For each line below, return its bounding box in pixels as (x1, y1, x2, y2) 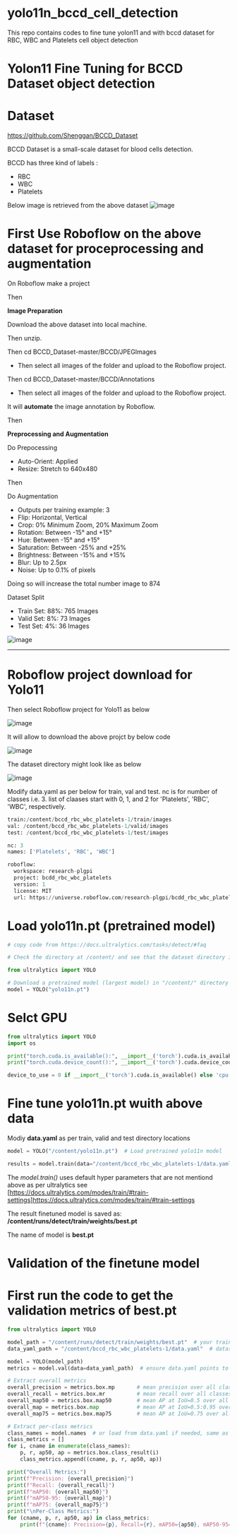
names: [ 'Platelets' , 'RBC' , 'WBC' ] (7, 848, 115, 855)
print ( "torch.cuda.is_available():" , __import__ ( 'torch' (7, 1053, 178, 1060)
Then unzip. (7, 334, 42, 342)
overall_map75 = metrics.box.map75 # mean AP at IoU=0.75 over (7, 1410, 219, 1417)
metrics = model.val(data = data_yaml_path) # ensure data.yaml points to (7, 1365, 229, 1372)
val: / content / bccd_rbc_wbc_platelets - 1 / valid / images (7, 822, 169, 829)
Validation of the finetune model (7, 1255, 200, 1272)
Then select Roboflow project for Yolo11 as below (7, 705, 150, 713)
